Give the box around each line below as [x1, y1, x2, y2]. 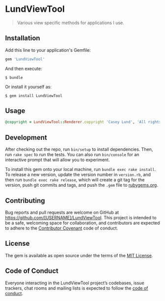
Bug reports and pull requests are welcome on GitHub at [5, 209, 119, 215]
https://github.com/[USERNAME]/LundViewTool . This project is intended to [5, 214, 157, 220]
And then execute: [5, 66, 42, 71]
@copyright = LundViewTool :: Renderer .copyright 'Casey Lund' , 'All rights [5, 120, 162, 125]
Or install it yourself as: [5, 84, 52, 90]
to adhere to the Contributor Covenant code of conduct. [5, 225, 118, 231]
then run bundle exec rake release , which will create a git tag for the [5, 177, 145, 183]
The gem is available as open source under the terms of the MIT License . [5, 252, 153, 258]
